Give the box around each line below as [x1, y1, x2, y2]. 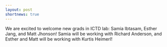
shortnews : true [5, 12, 39, 17]
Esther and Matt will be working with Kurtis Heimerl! [5, 36, 113, 42]
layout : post [5, 7, 33, 12]
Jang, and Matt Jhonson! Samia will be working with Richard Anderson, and [5, 31, 162, 37]
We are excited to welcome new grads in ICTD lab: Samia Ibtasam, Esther [5, 25, 157, 31]
